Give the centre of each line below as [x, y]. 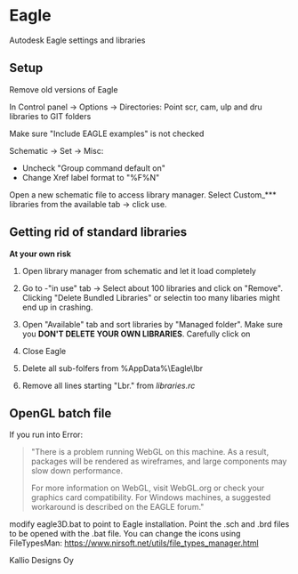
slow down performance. [77, 471]
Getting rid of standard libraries [98, 232]
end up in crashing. [57, 307]
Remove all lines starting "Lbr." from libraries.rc [109, 385]
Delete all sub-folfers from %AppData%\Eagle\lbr [113, 368]
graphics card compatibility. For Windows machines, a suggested [151, 497]
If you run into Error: [46, 435]
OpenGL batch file [60, 413]
